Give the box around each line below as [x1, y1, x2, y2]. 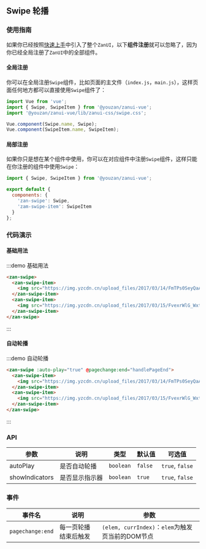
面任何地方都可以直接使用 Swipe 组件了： [6, 86, 106, 93]
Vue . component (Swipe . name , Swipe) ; [6, 121, 97, 127]
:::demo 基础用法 [6, 261, 49, 269]
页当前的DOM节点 [102, 532, 154, 540]
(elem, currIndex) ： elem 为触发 [102, 523, 193, 531]
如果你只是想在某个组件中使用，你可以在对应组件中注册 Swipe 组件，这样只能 [6, 155, 197, 163]
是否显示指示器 [59, 474, 103, 482]
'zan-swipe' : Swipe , [17, 198, 70, 204]
